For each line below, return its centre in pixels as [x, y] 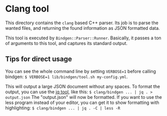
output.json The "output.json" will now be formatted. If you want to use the [84, 97]
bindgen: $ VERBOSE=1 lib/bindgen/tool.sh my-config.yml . [66, 77]
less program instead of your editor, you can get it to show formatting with [82, 102]
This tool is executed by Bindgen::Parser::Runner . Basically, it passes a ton [83, 38]
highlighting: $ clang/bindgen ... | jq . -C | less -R [63, 108]
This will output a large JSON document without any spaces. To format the [83, 86]
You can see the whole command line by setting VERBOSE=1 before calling [81, 71]
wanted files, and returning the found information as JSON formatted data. [82, 28]
